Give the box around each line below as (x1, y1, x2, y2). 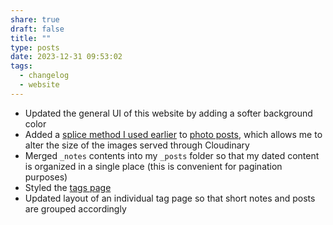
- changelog (19, 71, 70, 81)
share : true (10, 14, 60, 25)
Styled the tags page (24, 181, 112, 193)
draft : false (10, 24, 65, 34)
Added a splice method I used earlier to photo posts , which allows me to (24, 128, 323, 140)
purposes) (24, 171, 68, 183)
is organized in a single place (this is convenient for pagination (24, 160, 283, 172)
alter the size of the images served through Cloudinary (24, 139, 250, 151)
